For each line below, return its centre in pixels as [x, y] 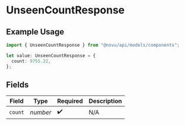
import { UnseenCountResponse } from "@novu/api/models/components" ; [93, 45]
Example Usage [35, 32]
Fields [18, 84]
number [41, 112]
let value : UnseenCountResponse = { [51, 55]
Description [105, 101]
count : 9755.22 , [31, 61]
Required [70, 101]
